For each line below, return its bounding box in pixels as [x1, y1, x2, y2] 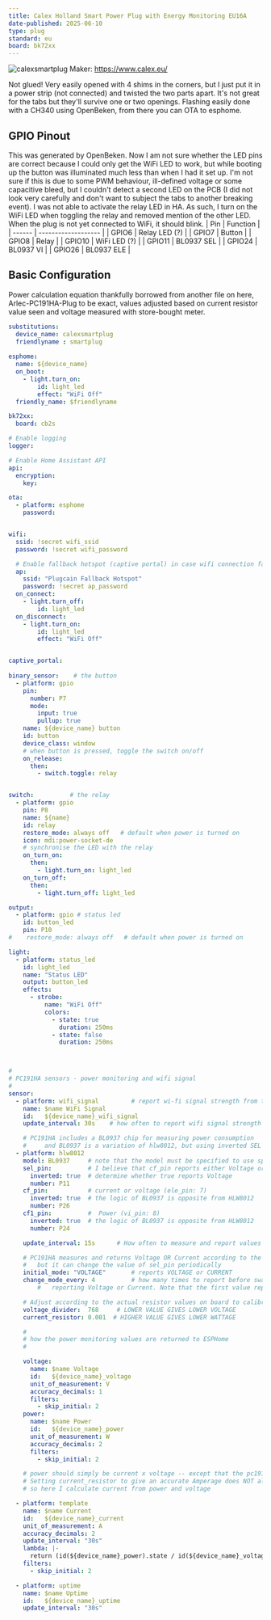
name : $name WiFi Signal [23, 1104, 106, 1112]
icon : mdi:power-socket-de [23, 836, 114, 845]
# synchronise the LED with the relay [23, 844, 153, 852]
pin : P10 [23, 926, 52, 934]
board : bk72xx [8, 42, 56, 50]
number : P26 [29, 1202, 70, 1210]
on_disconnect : [15, 612, 67, 621]
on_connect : [15, 590, 56, 598]
